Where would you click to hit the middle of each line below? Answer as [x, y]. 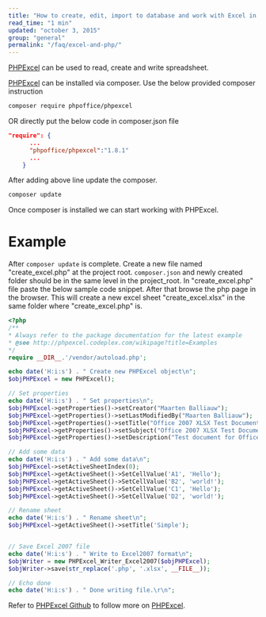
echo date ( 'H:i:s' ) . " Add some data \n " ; [79, 460]
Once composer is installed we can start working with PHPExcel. [114, 210]
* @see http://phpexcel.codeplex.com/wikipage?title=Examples [113, 343]
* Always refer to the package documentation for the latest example [125, 335]
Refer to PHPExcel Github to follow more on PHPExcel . [97, 606]
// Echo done [30, 583]
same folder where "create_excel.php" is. [75, 306]
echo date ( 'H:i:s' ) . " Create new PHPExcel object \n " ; [102, 372]
